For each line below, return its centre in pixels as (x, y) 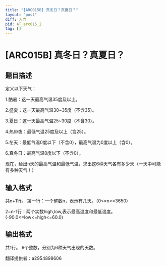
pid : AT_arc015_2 (23, 24)
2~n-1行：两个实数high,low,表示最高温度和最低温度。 (60, 211)
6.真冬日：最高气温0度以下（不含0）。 (44, 153)
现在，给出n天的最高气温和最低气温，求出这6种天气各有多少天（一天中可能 (83, 164)
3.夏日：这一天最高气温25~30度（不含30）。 (51, 121)
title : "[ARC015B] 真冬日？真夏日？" (42, 10)
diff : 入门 (16, 19)
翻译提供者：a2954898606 (34, 258)
